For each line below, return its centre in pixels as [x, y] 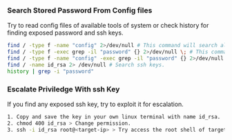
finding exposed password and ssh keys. [65, 33]
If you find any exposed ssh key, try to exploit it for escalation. [96, 104]
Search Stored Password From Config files [80, 10]
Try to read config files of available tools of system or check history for [108, 26]
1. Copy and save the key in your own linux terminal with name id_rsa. [114, 116]
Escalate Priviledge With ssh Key [64, 89]
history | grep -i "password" [51, 71]
